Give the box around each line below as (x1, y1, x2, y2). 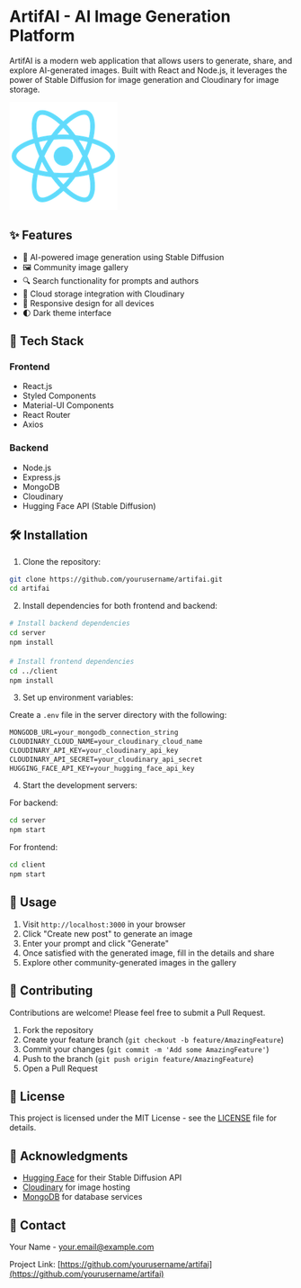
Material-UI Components (22, 400, 114, 411)
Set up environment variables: (22, 692, 134, 703)
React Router (22, 410, 71, 421)
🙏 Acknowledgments (9, 1148, 128, 1164)
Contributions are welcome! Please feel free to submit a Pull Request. (9, 1007, 266, 1018)
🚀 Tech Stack (9, 333, 84, 349)
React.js (22, 381, 53, 392)
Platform (9, 25, 75, 46)
